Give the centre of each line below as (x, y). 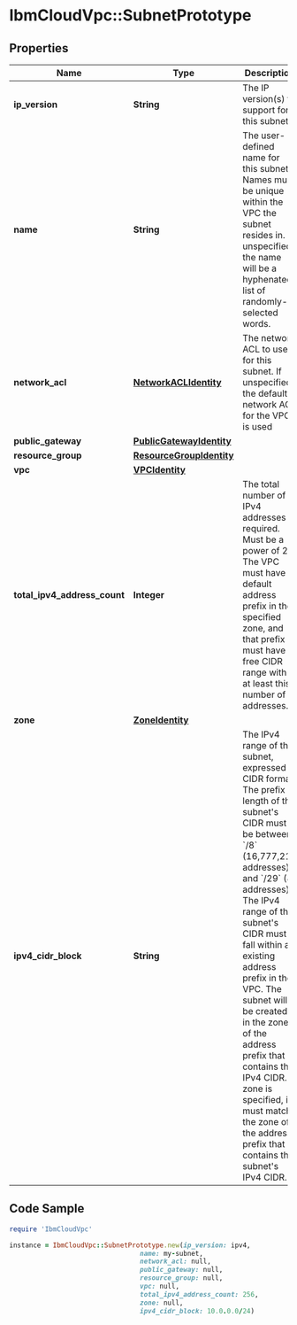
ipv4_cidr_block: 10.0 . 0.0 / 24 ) (197, 1311)
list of (254, 291)
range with (265, 672)
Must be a (263, 539)
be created (265, 1011)
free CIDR (263, 661)
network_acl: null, (176, 1262)
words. (257, 324)
